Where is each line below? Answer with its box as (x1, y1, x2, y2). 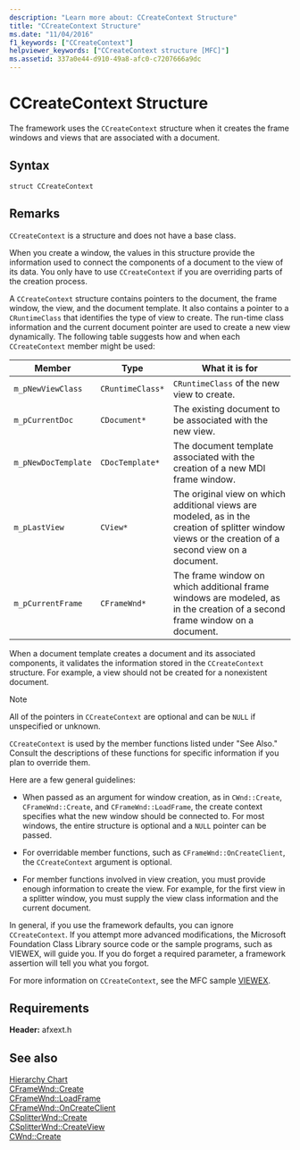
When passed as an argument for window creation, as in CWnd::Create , (21, 791, 283, 802)
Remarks (9, 207, 61, 222)
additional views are (172, 498, 257, 511)
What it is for (201, 361, 259, 374)
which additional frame (172, 580, 270, 593)
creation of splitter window (172, 520, 286, 533)
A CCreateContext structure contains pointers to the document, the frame (9, 292, 278, 304)
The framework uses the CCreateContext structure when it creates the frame (9, 123, 290, 133)
